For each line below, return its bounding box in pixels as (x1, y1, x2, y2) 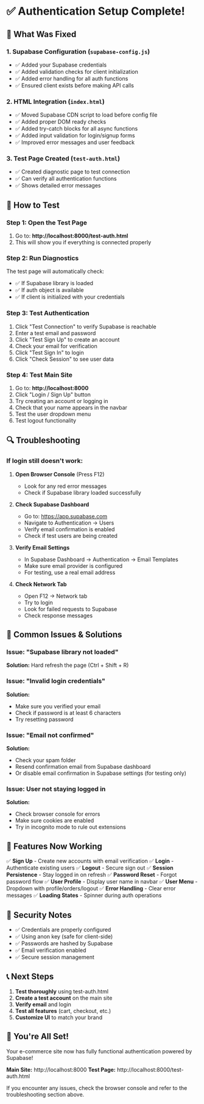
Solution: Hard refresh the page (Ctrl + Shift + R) (6, 661, 129, 669)
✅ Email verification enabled (15, 946, 86, 954)
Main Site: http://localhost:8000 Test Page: (6, 1066, 116, 1073)
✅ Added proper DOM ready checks (15, 118, 107, 126)
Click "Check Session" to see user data (15, 355, 114, 363)
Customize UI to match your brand (15, 1014, 102, 1021)
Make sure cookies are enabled (15, 817, 94, 824)
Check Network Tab (15, 580, 67, 587)
